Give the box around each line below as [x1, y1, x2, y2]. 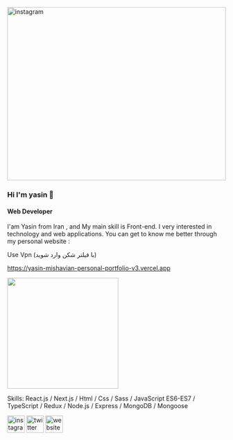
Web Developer [7, 207, 53, 215]
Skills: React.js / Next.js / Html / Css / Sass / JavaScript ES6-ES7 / [7, 394, 196, 403]
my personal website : [7, 237, 71, 245]
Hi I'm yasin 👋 [7, 190, 54, 200]
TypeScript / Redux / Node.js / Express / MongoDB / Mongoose [7, 402, 189, 410]
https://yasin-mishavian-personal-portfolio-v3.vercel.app [7, 264, 171, 272]
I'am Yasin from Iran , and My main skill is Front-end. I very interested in [7, 222, 212, 231]
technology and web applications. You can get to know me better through [7, 230, 217, 238]
